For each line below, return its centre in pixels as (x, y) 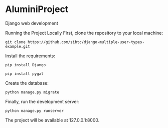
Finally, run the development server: (42, 101)
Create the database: (27, 83)
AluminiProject (37, 9)
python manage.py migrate (32, 92)
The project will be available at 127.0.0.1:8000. (52, 120)
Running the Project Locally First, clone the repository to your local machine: (84, 33)
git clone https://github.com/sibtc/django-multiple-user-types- (75, 42)
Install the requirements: (30, 56)
